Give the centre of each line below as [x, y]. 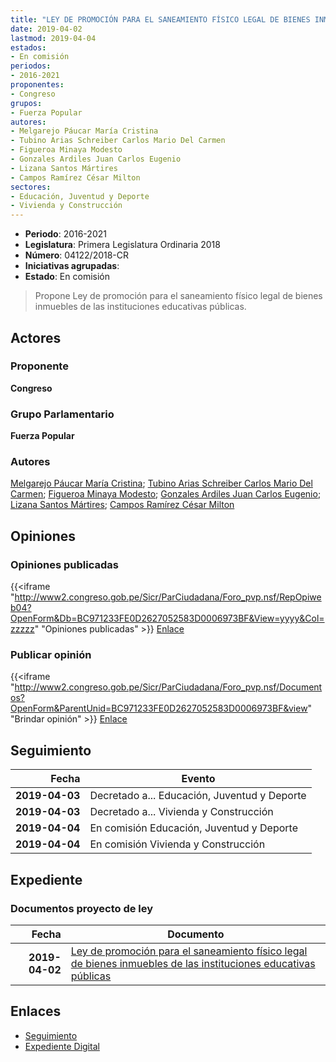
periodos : [31, 66]
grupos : [26, 103]
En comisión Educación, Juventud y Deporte [193, 828]
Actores [36, 337]
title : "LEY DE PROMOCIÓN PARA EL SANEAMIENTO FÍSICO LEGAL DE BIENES [160, 19]
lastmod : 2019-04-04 [53, 38]
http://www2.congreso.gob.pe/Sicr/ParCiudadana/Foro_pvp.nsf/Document [168, 687]
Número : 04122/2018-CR [77, 255]
